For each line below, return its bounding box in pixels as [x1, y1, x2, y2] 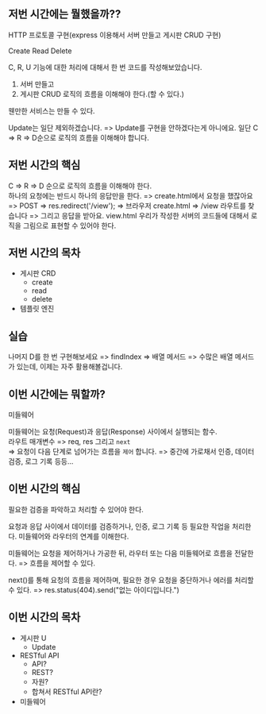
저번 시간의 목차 [8, 246, 81, 260]
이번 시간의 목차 [8, 611, 81, 624]
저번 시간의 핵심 [8, 158, 81, 172]
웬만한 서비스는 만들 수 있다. [8, 106, 95, 115]
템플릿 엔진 [19, 304, 55, 314]
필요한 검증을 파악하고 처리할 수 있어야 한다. [8, 504, 145, 514]
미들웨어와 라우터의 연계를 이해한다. [18, 531, 129, 541]
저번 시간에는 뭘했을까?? [8, 7, 121, 21]
